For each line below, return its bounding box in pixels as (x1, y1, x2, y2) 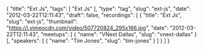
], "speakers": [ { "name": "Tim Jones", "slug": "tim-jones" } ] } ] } (6, 37, 170, 44)
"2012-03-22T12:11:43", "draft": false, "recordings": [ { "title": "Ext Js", (6, 11, 182, 19)
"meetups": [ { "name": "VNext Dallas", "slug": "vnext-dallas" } (40, 31, 197, 38)
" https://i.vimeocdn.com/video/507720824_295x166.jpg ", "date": (6, 24, 168, 31)
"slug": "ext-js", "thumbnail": (6, 18, 78, 25)
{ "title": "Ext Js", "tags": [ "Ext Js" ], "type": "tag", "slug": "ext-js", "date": (6, 5, 191, 12)
